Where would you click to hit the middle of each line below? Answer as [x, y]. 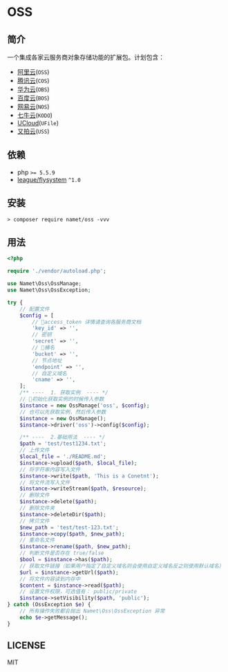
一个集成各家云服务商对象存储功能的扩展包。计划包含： [86, 57]
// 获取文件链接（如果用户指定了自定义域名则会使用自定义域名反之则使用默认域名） [122, 566]
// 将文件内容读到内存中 [50, 579]
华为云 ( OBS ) [33, 89]
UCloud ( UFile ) [38, 123]
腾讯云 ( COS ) [33, 81]
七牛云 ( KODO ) [35, 115]
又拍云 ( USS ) [33, 131]
